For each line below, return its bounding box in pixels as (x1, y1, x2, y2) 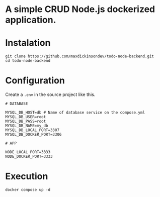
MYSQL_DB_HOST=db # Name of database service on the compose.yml (5, 110, 145, 115)
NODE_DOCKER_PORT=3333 (5, 154, 53, 159)
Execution (5, 171, 48, 182)
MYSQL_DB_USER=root (5, 115, 46, 120)
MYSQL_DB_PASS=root (5, 119, 46, 124)
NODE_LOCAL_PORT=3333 (5, 150, 51, 155)
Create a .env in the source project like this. (5, 91, 96, 97)
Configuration (5, 75, 65, 86)
